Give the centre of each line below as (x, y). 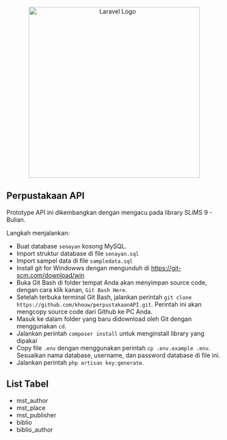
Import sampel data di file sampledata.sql (75, 261)
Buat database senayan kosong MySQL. (71, 246)
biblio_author (35, 429)
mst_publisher (36, 415)
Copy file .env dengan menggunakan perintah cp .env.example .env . (113, 348)
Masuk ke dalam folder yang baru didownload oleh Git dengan (104, 319)
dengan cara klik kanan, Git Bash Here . (71, 289)
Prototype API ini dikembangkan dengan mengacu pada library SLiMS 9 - (109, 212)
